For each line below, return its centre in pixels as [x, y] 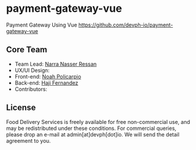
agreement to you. [29, 141]
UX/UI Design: [32, 70]
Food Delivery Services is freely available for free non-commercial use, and [98, 122]
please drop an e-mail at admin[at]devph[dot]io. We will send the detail [93, 134]
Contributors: [31, 89]
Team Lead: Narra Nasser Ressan [56, 64]
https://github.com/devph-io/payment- [126, 25]
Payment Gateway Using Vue [42, 25]
